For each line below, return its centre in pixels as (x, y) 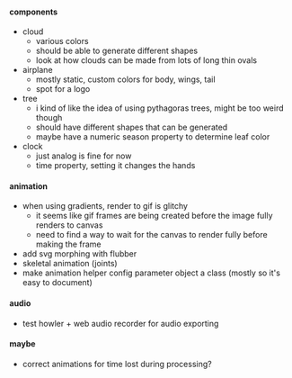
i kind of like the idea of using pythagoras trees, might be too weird (160, 108)
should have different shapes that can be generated (132, 127)
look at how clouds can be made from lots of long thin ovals (146, 60)
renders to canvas (69, 225)
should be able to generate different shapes (117, 51)
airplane (37, 70)
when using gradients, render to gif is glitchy (105, 206)
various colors (62, 41)
